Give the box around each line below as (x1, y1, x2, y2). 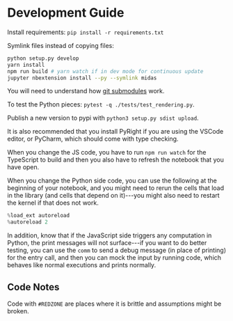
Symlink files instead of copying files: (7, 41, 115, 49)
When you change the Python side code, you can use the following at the (7, 176, 217, 185)
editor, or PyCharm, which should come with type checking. (7, 134, 179, 143)
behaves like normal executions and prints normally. (7, 261, 156, 269)
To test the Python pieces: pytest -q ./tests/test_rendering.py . (7, 100, 195, 109)
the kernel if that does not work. (7, 198, 99, 207)
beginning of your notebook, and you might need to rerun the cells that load (7, 184, 225, 192)
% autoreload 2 (7, 219, 49, 226)
